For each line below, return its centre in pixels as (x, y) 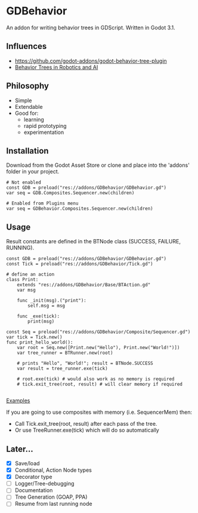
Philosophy (28, 86)
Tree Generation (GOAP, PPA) (51, 497)
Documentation (34, 490)
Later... (20, 449)
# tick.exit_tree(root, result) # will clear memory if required (100, 384)
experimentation (44, 132)
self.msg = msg (47, 306)
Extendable (29, 106)
